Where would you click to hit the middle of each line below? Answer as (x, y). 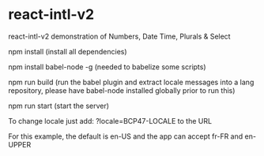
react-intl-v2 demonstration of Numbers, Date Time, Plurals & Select (119, 36)
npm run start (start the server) (58, 106)
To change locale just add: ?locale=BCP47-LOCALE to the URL (110, 121)
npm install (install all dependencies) (68, 51)
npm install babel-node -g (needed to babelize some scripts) (107, 67)
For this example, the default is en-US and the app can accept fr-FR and (126, 136)
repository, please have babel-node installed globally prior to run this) (122, 90)
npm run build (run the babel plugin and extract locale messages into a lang (131, 82)
